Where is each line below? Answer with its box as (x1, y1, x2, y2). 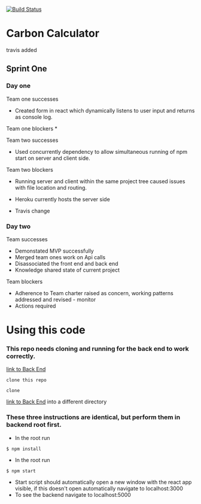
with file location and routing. (14, 184, 87, 191)
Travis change (14, 207, 50, 214)
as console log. (14, 113, 53, 120)
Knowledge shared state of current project (14, 266, 120, 274)
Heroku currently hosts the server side (14, 195, 111, 203)
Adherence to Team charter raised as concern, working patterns (14, 289, 173, 296)
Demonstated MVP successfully (14, 247, 94, 254)
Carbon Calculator (6, 27, 100, 40)
